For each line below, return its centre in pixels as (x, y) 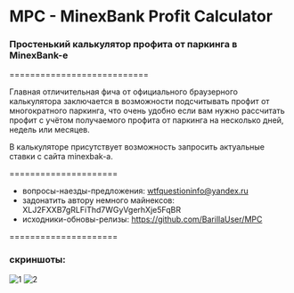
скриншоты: (38, 260)
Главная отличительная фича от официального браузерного (124, 92)
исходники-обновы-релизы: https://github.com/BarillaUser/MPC (142, 219)
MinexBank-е (39, 55)
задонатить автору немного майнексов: (98, 200)
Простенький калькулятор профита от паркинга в (123, 45)
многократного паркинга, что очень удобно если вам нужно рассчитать (147, 111)
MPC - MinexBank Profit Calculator (141, 16)
